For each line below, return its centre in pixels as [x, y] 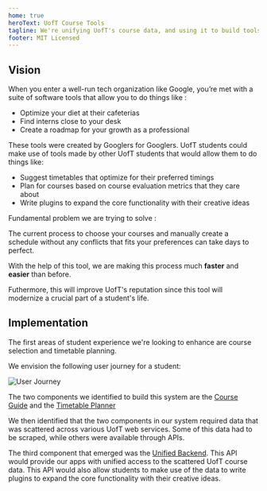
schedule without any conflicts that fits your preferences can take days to [129, 242]
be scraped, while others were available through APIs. [97, 437]
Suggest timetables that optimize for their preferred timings [117, 178]
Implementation [48, 323]
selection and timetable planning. [62, 350]
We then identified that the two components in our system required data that [133, 420]
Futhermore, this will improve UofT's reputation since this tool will [116, 290]
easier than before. [40, 274]
